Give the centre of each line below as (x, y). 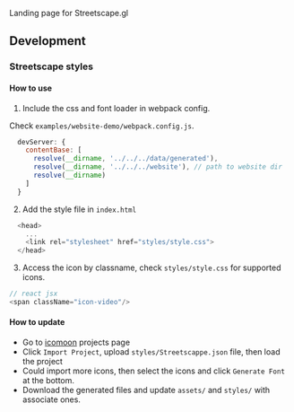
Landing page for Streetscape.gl (69, 13)
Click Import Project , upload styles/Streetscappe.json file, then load (151, 352)
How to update (37, 322)
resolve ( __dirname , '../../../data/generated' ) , (125, 159)
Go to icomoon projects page (76, 342)
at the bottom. (48, 381)
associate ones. (51, 399)
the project (42, 362)
